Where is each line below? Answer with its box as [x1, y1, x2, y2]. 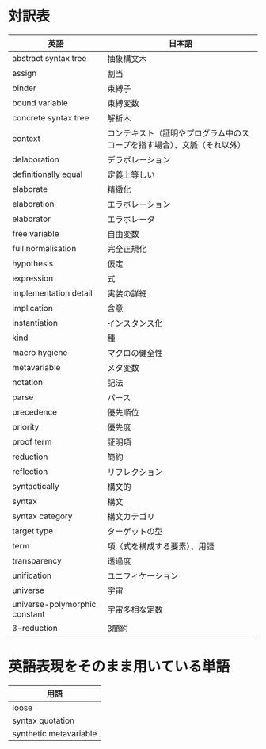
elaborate [12, 183, 47, 194]
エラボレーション [107, 199, 171, 210]
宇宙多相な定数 [107, 604, 164, 615]
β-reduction [12, 622, 58, 633]
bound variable [12, 97, 69, 108]
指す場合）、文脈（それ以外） [138, 139, 246, 151]
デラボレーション [107, 154, 171, 165]
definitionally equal [12, 168, 83, 179]
